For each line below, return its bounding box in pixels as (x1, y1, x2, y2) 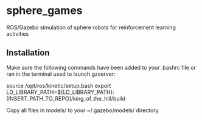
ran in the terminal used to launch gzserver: (6, 70, 116, 78)
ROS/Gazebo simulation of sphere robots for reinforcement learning (6, 24, 176, 31)
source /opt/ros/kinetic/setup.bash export (6, 82, 111, 89)
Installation (6, 48, 50, 58)
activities (6, 30, 29, 37)
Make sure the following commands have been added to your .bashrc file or (6, 64, 197, 71)
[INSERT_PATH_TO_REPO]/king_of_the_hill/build (6, 95, 126, 102)
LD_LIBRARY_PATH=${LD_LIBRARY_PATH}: (6, 88, 114, 96)
